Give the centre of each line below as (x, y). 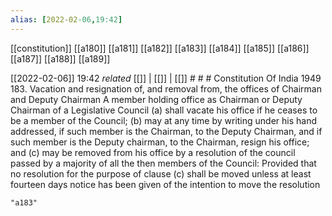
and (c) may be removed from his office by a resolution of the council (153, 152)
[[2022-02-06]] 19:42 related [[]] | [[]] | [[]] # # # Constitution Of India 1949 (166, 78)
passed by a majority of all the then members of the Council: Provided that (163, 163)
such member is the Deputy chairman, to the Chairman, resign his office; (160, 142)
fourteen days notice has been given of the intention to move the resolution (165, 184)
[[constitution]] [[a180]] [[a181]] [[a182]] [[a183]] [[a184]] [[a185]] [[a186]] (160, 48)
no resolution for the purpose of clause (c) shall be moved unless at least (161, 173)
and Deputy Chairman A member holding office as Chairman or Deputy (156, 99)
